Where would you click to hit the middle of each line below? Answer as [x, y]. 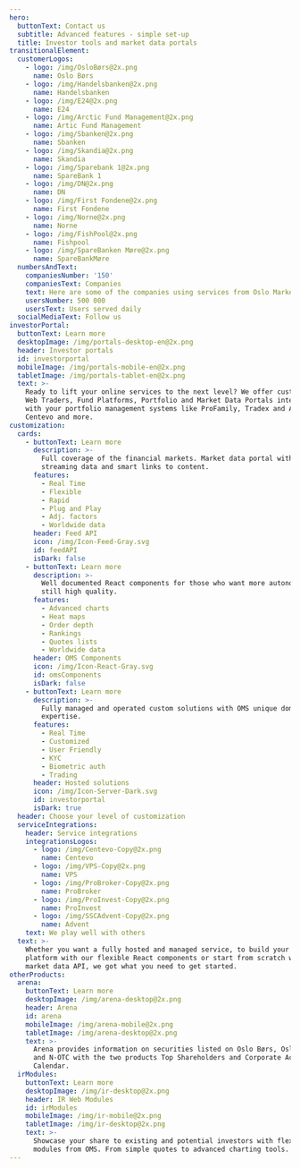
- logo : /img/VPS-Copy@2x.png [89, 866]
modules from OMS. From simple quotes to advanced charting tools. [161, 1149]
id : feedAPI [55, 550]
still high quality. [79, 592]
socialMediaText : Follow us [70, 317]
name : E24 [51, 109]
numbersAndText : [47, 268]
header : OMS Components [77, 659]
